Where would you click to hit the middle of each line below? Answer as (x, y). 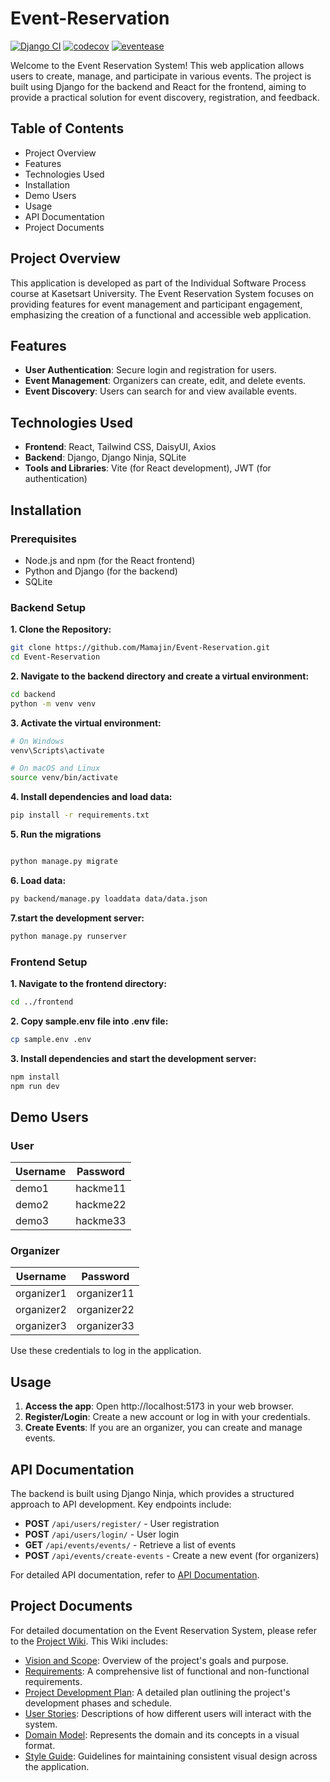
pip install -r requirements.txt (80, 815)
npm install (35, 1077)
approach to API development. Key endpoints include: (121, 1504)
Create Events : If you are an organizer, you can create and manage (163, 1428)
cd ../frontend (42, 1002)
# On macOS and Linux (55, 768)
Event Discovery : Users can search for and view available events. (161, 391)
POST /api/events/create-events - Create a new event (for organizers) (172, 1556)
